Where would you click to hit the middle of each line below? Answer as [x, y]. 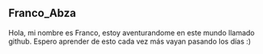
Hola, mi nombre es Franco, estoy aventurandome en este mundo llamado [131, 32]
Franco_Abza [42, 13]
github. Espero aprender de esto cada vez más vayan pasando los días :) [130, 41]
